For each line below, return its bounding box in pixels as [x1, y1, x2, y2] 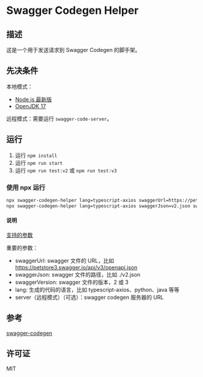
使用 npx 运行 [6, 183, 45, 192]
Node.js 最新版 [14, 95, 53, 103]
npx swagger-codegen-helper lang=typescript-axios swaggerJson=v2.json [6, 203, 190, 209]
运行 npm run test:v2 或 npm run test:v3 [14, 167, 117, 174]
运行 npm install [14, 152, 57, 159]
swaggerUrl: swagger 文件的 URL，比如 [14, 257, 114, 264]
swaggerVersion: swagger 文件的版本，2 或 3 [14, 279, 129, 286]
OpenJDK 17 [14, 102, 47, 109]
